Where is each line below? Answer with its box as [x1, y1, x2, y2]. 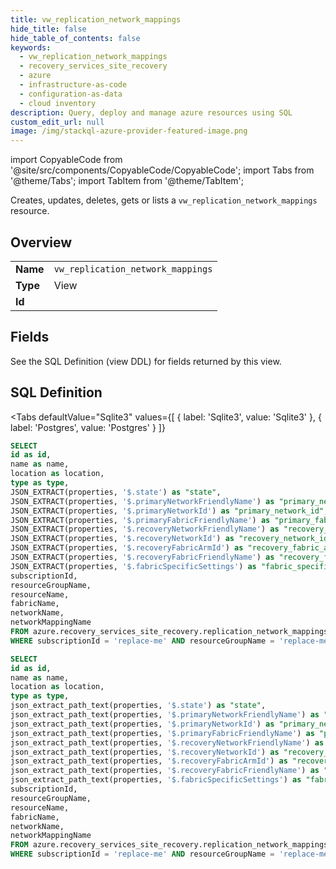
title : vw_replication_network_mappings [10, 14, 182, 25]
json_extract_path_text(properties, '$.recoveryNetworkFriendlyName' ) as [10, 737, 325, 748]
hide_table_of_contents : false [10, 33, 141, 43]
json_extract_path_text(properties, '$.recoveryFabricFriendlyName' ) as [10, 766, 320, 776]
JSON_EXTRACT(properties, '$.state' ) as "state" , [10, 487, 222, 497]
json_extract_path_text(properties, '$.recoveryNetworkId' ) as [10, 747, 280, 757]
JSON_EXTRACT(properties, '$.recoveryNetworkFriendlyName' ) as [10, 524, 280, 535]
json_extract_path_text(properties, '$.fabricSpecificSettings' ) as [10, 775, 302, 785]
